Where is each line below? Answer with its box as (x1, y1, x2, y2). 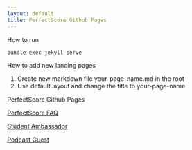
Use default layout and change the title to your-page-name (17, 82, 186, 90)
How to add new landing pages (7, 61, 96, 69)
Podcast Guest (7, 135, 50, 144)
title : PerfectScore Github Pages (7, 17, 107, 24)
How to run (7, 35, 40, 44)
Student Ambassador (7, 122, 68, 130)
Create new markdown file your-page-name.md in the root (17, 74, 185, 83)
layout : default (7, 10, 54, 17)
